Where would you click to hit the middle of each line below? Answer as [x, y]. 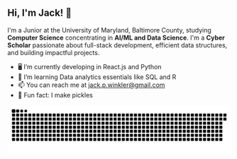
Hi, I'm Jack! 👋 [40, 13]
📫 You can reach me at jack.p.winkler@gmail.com [91, 85]
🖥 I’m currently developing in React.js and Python [89, 66]
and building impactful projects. [54, 52]
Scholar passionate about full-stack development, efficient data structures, [117, 45]
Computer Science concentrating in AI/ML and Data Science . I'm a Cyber [116, 37]
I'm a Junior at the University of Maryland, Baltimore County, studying [109, 30]
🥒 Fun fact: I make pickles [55, 95]
